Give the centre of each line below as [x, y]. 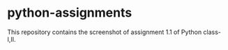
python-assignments [70, 13]
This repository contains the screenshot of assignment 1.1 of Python [105, 32]
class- [212, 32]
